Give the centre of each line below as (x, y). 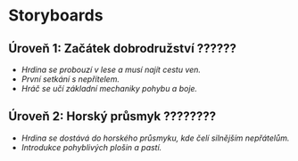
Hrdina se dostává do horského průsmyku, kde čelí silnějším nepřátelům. (155, 138)
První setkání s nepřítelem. (70, 79)
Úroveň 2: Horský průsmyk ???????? (112, 117)
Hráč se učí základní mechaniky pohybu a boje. (109, 89)
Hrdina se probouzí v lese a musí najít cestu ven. (111, 69)
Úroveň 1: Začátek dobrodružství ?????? (123, 48)
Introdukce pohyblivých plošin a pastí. (91, 147)
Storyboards (56, 16)
